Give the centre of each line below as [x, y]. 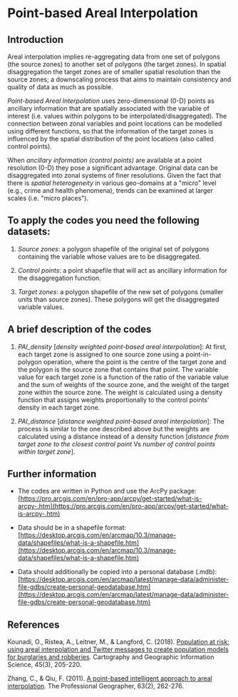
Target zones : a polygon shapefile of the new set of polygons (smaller [120, 291]
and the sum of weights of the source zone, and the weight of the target [123, 384]
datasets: [29, 232]
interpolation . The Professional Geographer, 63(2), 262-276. [95, 686]
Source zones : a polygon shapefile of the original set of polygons [113, 249]
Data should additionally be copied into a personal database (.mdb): [117, 572]
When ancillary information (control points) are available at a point [105, 160]
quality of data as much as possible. [60, 87]
